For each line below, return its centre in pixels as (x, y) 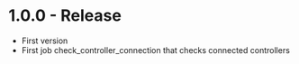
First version (45, 41)
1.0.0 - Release (65, 16)
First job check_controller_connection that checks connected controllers (155, 50)
